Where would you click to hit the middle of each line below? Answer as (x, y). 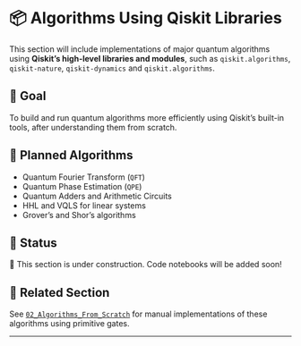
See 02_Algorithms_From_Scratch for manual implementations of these (138, 314)
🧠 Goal (28, 96)
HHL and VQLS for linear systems (84, 205)
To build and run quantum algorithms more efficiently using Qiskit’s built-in (147, 117)
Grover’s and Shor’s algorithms (79, 215)
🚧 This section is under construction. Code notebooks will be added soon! (146, 265)
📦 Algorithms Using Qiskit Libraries (146, 18)
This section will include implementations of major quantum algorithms (140, 49)
